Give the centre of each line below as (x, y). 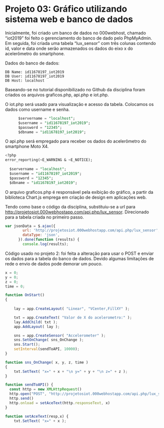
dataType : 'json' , (41, 235)
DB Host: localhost (25, 81)
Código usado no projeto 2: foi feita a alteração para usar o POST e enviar (79, 253)
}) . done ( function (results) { (49, 240)
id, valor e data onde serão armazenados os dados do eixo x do (69, 48)
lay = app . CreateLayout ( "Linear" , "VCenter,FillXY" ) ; (72, 309)
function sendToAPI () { (29, 385)
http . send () (22, 399)
